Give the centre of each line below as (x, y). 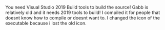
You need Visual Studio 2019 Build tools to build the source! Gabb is (77, 7)
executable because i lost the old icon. (46, 23)
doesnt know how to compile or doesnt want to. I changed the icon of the (83, 18)
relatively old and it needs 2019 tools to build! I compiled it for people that (83, 12)
